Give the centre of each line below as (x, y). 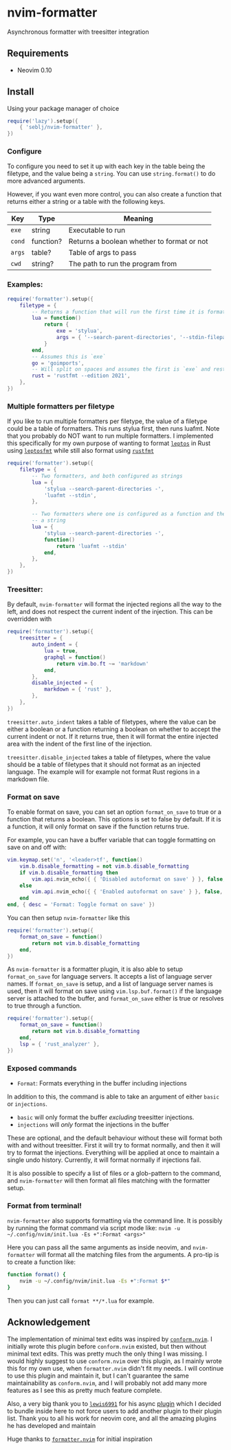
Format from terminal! (45, 1205)
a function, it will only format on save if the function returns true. (98, 827)
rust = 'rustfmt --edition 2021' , (81, 376)
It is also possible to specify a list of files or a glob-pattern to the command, (114, 1173)
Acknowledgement (49, 1322)
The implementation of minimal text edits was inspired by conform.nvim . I (110, 1339)
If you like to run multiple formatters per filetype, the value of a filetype (107, 421)
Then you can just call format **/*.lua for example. (81, 1300)
